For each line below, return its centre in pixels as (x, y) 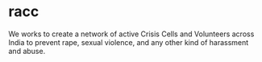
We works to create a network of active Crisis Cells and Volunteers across (131, 34)
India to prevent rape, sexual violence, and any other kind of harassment (129, 42)
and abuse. (27, 51)
